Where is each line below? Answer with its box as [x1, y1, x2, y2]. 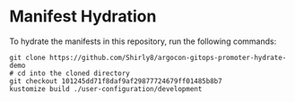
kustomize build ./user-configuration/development [9, 84, 203, 93]
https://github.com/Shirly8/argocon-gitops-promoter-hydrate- [48, 53, 287, 62]
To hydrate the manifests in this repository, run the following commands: [9, 36, 277, 47]
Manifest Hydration [9, 6, 157, 27]
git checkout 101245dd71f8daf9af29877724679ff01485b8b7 [9, 76, 222, 86]
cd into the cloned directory [17, 69, 130, 78]
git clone [9, 53, 47, 62]
